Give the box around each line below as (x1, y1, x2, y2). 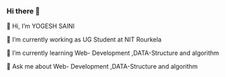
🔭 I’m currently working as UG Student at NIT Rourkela (6, 35, 162, 44)
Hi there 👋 (6, 6, 41, 16)
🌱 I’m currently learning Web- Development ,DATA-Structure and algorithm (6, 49, 220, 58)
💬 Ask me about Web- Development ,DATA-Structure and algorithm (6, 62, 198, 71)
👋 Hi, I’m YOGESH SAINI (6, 22, 75, 31)
